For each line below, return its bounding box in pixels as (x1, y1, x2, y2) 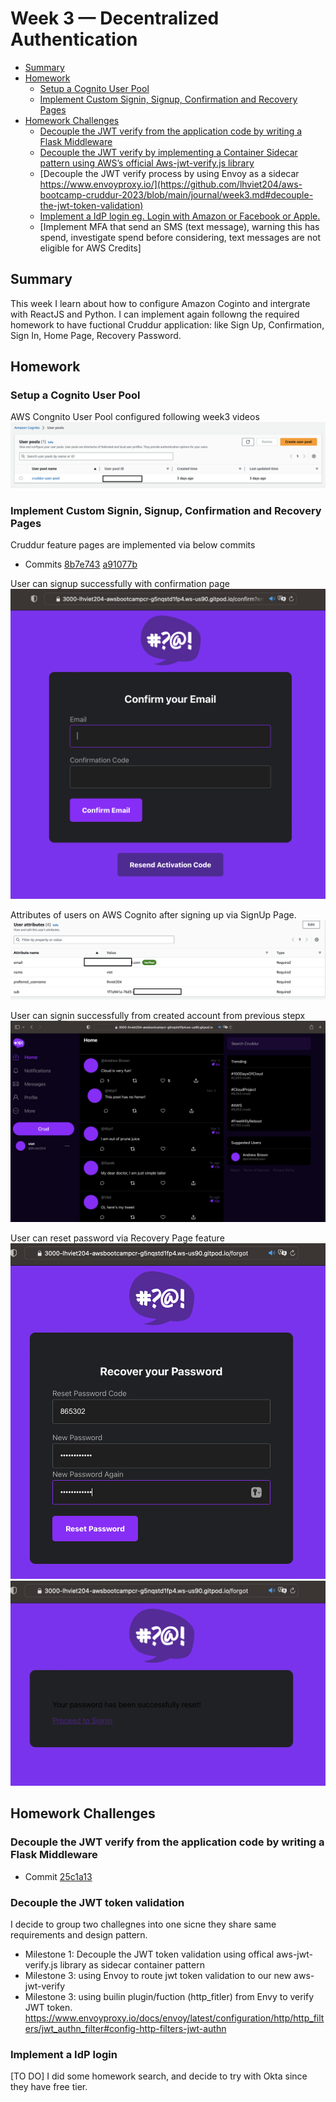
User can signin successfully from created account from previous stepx (10, 1009, 306, 1021)
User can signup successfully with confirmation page (10, 578, 230, 590)
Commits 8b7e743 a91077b (24, 558, 138, 571)
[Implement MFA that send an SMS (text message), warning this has (39, 220, 320, 232)
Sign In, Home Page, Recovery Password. (10, 329, 182, 341)
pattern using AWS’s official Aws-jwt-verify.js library (39, 157, 255, 169)
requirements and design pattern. (10, 1928, 148, 1941)
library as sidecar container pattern (59, 1958, 205, 1971)
